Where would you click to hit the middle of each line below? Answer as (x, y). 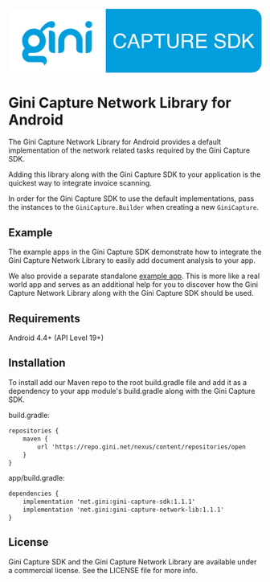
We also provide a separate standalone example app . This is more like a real (134, 276)
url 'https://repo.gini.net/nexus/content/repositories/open (142, 447)
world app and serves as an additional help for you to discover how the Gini (133, 285)
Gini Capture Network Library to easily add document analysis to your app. (132, 260)
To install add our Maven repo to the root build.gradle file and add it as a (128, 382)
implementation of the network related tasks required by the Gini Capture (129, 150)
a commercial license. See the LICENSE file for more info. (103, 570)
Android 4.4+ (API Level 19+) (56, 338)
